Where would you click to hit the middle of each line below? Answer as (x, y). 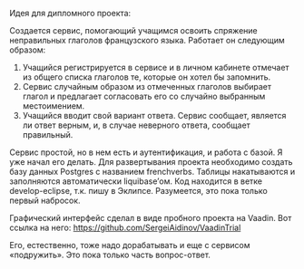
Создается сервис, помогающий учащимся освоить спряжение (133, 30)
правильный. (48, 134)
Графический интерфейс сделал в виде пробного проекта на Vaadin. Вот (151, 218)
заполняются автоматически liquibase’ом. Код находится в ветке (136, 181)
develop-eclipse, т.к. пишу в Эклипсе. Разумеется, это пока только (138, 191)
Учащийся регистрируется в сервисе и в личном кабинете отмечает (156, 67)
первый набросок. (45, 200)
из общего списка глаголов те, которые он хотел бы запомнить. (147, 77)
